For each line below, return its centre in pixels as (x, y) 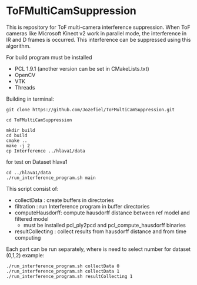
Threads (25, 87)
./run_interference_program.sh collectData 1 (63, 271)
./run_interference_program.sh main (51, 178)
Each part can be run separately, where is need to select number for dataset (98, 249)
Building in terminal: (30, 99)
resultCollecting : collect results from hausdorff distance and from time (101, 231)
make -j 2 (18, 145)
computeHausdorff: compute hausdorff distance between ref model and (102, 213)
